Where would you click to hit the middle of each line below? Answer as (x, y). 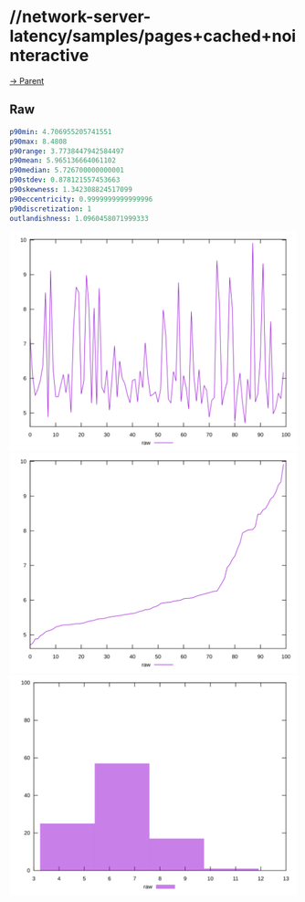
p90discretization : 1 (51, 209)
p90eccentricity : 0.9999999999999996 (81, 199)
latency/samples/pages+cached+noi (153, 36)
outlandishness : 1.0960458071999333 (79, 218)
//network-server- (80, 17)
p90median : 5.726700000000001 (67, 171)
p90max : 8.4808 (38, 142)
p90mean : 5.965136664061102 (63, 161)
